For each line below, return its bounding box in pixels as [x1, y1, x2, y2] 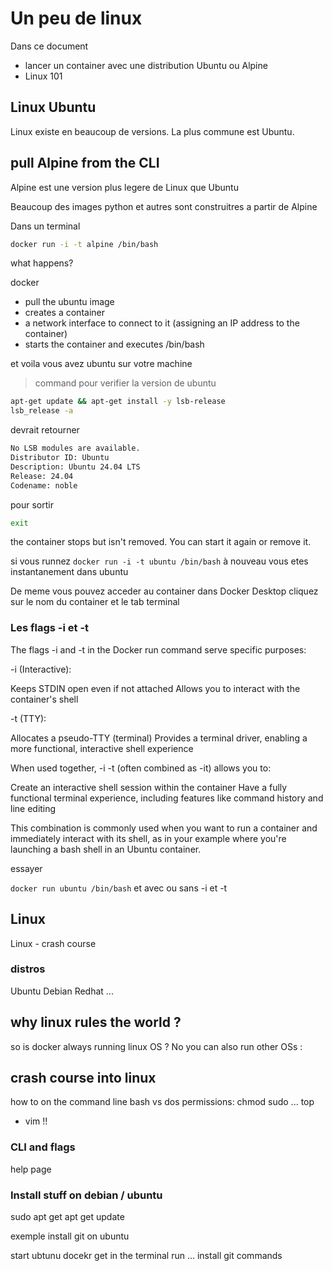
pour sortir [10, 498, 54, 511]
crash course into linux [10, 1070, 157, 1087]
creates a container [24, 307, 105, 319]
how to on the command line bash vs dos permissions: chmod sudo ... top [10, 1096, 315, 1108]
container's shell [10, 693, 79, 705]
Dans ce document [10, 40, 89, 52]
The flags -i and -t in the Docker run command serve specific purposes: [10, 643, 307, 656]
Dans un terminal [10, 220, 81, 232]
